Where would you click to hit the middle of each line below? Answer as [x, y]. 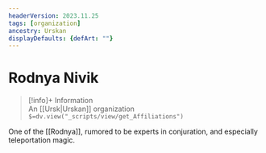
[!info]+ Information [60, 101]
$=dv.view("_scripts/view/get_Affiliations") [106, 117]
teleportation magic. [42, 140]
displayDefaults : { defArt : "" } [61, 38]
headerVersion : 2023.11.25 [54, 16]
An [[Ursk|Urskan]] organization [81, 109]
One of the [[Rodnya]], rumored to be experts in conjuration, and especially [133, 132]
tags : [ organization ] [45, 23]
